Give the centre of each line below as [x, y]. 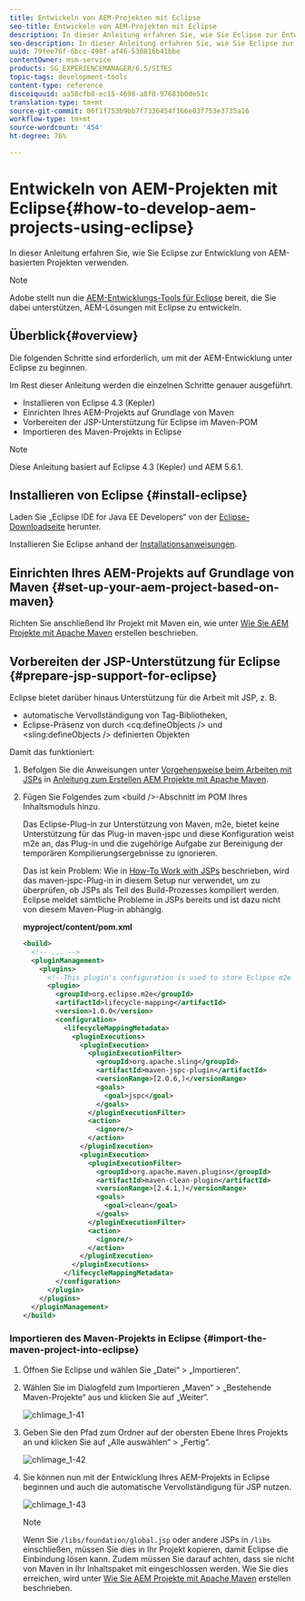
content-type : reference [56, 85]
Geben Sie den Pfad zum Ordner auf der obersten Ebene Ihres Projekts [155, 1432]
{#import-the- [235, 1338]
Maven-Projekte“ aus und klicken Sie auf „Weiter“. [115, 1397]
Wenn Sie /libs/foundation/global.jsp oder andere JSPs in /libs [147, 1539]
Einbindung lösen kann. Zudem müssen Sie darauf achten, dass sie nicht [158, 1558]
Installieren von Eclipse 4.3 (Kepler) [89, 403]
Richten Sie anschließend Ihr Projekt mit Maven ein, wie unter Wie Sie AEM [149, 623]
